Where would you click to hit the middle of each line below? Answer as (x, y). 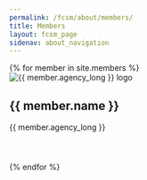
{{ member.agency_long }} (57, 127)
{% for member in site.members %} (74, 68)
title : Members (37, 26)
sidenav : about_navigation (59, 43)
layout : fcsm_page (43, 34)
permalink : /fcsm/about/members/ (71, 17)
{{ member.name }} (65, 105)
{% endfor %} (35, 167)
